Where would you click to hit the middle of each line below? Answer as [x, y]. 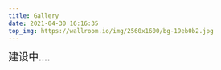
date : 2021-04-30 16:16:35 [53, 23]
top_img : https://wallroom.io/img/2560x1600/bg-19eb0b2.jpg [111, 31]
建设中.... [29, 58]
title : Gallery [34, 16]
